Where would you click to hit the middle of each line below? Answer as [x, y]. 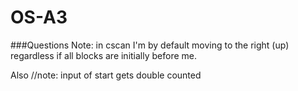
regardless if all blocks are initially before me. [104, 55]
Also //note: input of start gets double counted [106, 75]
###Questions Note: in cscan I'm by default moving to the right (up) [150, 45]
